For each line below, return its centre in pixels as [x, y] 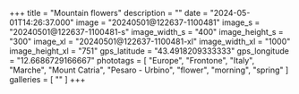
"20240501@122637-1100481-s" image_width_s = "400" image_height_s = [146, 32]
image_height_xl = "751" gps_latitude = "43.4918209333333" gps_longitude [149, 51]
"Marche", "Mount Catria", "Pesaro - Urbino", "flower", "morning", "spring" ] [149, 70]
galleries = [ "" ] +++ [47, 79]
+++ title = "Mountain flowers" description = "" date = [109, 13]
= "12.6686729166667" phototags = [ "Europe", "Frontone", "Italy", [132, 60]
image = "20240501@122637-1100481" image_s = [168, 22]
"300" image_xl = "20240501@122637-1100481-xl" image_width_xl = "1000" [150, 41]
